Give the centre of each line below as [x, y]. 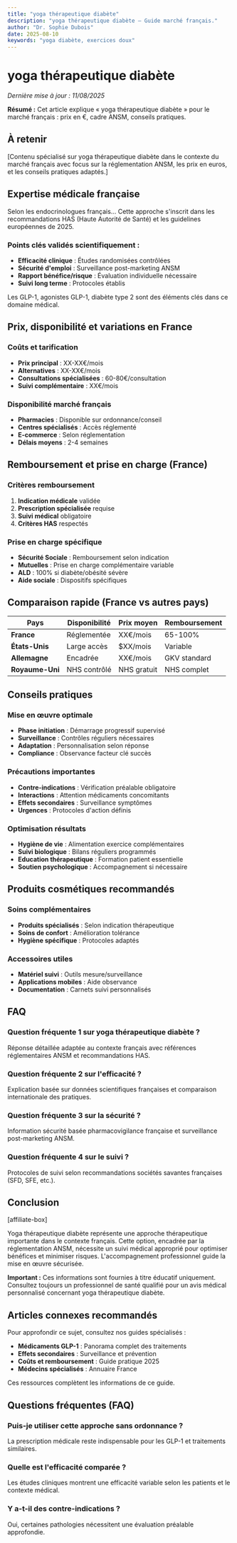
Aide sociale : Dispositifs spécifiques [72, 580]
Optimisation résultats [47, 828]
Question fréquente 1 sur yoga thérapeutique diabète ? [104, 1032]
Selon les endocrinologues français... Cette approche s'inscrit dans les [111, 211]
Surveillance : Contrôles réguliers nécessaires [86, 738]
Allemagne [30, 658]
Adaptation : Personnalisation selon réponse [83, 745]
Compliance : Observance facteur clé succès [84, 753]
